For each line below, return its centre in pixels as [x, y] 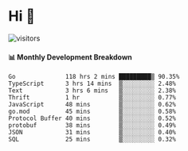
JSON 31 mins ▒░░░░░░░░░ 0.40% [92, 133]
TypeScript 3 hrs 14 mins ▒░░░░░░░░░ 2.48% [92, 84]
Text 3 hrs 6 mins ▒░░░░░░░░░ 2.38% [92, 91]
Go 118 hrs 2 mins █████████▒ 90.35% [94, 77]
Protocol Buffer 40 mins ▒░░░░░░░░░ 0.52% [92, 118]
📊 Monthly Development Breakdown [70, 57]
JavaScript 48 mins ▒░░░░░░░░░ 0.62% [92, 105]
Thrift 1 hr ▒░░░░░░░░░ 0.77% [92, 98]
